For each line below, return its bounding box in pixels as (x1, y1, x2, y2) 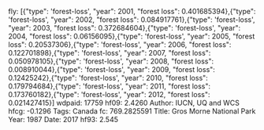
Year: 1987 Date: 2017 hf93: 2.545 (8, 115, 118, 124)
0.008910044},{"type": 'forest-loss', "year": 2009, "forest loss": (8, 65, 215, 74)
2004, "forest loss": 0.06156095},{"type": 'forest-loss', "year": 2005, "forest (8, 31, 255, 41)
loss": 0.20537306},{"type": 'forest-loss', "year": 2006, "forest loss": (8, 40, 232, 49)
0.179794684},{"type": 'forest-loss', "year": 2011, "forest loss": (8, 81, 211, 91)
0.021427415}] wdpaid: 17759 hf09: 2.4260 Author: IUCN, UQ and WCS (8, 98, 240, 107)
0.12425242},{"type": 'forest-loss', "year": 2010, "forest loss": (8, 74, 209, 82)
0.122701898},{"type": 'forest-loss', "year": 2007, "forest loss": (8, 49, 211, 57)
